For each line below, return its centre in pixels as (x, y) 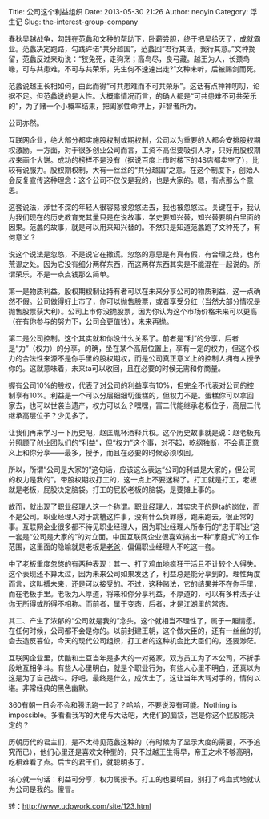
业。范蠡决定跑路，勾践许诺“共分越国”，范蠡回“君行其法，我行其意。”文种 (128, 49)
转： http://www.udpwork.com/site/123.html (80, 806)
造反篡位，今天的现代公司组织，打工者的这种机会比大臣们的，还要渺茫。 (141, 641)
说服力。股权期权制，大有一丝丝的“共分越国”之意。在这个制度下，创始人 (141, 170)
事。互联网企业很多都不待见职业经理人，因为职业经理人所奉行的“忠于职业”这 (134, 526)
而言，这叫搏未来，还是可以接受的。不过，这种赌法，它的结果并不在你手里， (134, 584)
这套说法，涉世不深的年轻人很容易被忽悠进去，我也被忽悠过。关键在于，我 (131, 207)
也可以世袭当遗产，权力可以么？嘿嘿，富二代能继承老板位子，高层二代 (145, 405)
